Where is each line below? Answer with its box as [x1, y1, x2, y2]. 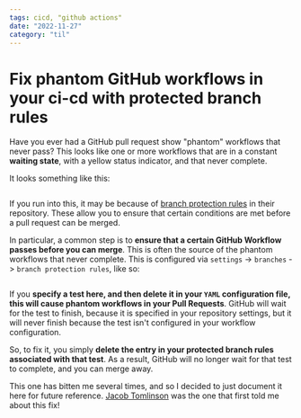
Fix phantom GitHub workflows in [9, 68, 263, 89]
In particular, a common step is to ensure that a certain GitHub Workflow [9, 235, 282, 245]
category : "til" [9, 30, 70, 39]
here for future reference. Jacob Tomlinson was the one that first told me [9, 390, 280, 401]
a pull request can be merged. [9, 218, 121, 228]
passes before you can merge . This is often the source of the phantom [9, 245, 273, 255]
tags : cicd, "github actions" [9, 13, 123, 22]
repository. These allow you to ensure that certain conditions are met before [9, 208, 291, 218]
